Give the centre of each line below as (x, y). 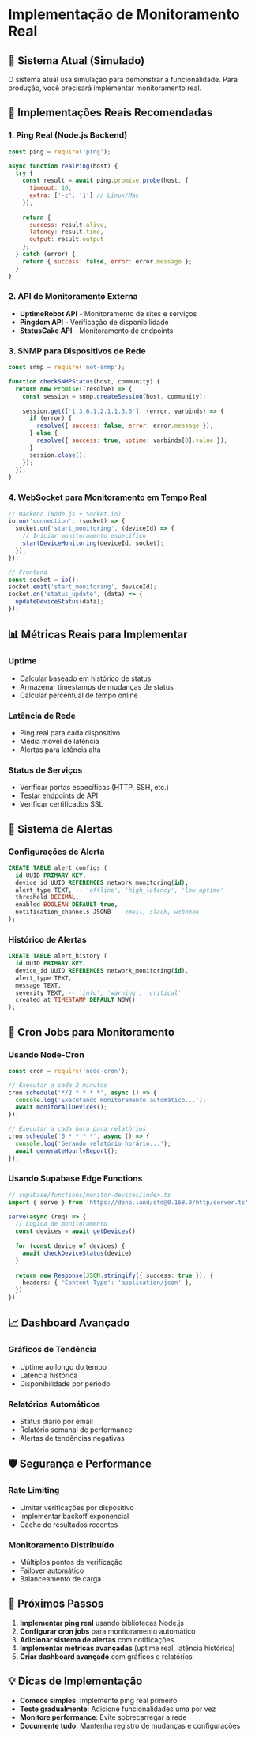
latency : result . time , (66, 232)
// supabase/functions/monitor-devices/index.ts (90, 1195)
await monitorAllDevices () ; (62, 1107)
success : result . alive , (68, 225)
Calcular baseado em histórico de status (85, 678)
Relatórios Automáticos (54, 1404)
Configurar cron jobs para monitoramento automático (107, 1631)
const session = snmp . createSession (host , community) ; (114, 396)
